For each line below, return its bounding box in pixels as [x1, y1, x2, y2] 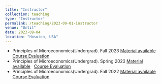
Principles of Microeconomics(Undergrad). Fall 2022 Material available [12, 68, 156, 74]
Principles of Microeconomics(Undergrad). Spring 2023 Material [12, 58, 143, 64]
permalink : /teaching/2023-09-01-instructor [5, 21, 98, 26]
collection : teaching [5, 12, 50, 17]
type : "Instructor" [5, 16, 45, 21]
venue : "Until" [5, 25, 36, 30]
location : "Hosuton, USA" [5, 35, 58, 40]
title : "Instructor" [5, 7, 48, 12]
